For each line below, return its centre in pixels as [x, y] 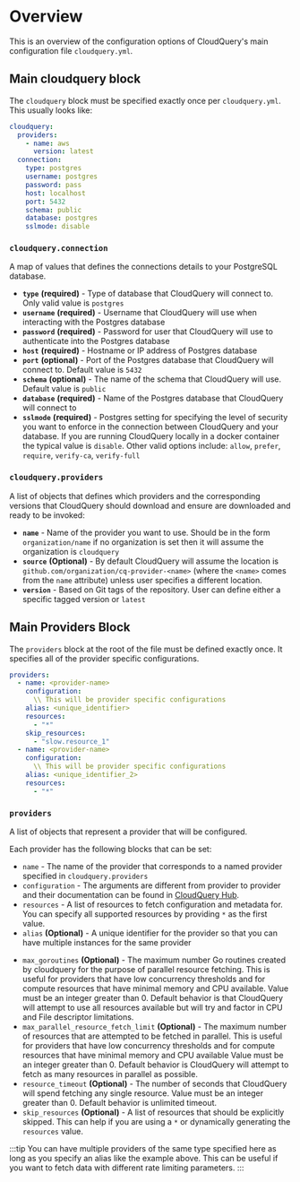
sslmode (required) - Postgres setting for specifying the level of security [155, 418]
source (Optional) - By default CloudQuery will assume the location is [150, 561]
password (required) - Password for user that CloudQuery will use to [147, 332]
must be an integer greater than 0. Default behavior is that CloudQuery [153, 997]
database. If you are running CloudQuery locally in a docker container [151, 436]
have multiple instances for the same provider [107, 942]
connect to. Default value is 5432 [82, 370]
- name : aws [47, 143]
